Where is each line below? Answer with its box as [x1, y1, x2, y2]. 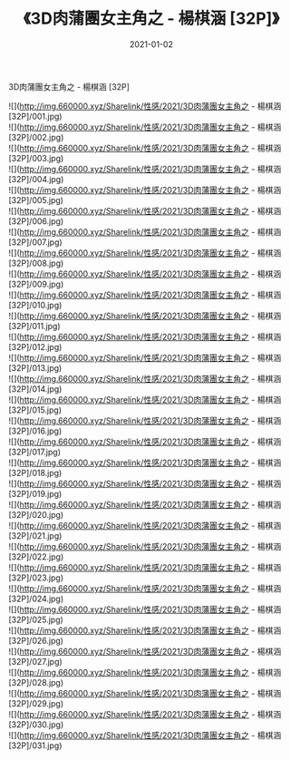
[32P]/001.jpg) [8, 111, 63, 122]
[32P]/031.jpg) [8, 740, 63, 751]
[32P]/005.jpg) [8, 194, 64, 205]
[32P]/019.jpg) [8, 488, 63, 499]
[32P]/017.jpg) [8, 446, 61, 457]
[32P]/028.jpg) [8, 677, 64, 687]
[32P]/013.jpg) [8, 362, 63, 373]
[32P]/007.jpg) [8, 237, 63, 248]
